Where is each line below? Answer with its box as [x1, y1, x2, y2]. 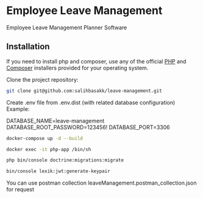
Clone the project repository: [6, 76, 79, 83]
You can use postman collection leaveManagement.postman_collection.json [6, 179, 197, 186]
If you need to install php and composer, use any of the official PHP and [6, 57, 187, 65]
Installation [6, 41, 50, 52]
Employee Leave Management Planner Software [6, 24, 127, 31]
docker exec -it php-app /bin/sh [6, 146, 91, 152]
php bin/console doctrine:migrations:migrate [6, 157, 124, 163]
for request [6, 186, 35, 193]
